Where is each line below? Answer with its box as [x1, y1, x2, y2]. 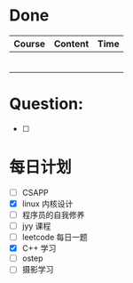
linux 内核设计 [21, 198, 74, 209]
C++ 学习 [21, 243, 57, 254]
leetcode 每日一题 [21, 232, 89, 243]
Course [13, 37, 46, 50]
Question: [9, 94, 84, 114]
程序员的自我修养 [21, 209, 85, 220]
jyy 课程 [21, 221, 51, 231]
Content [53, 37, 90, 50]
